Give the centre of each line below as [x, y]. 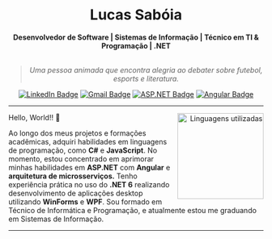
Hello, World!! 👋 [34, 117]
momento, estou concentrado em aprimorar [81, 158]
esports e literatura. [146, 78]
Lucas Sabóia [136, 15]
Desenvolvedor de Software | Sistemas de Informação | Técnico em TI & [136, 37]
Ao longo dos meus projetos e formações [77, 133]
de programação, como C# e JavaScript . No [83, 150]
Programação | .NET [136, 45]
